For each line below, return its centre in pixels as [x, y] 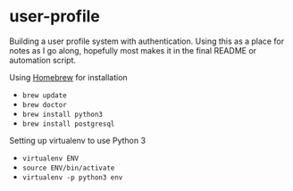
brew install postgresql [68, 124]
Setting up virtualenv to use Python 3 [77, 140]
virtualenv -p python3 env [72, 177]
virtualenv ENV [50, 158]
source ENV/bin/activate [68, 168]
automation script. [43, 60]
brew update [44, 95]
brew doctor [44, 104]
